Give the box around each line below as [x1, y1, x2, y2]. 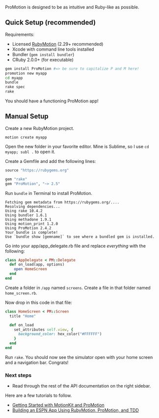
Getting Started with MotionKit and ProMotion [12, 402, 105, 408]
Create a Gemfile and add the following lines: [5, 158, 96, 164]
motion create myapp [5, 135, 48, 140]
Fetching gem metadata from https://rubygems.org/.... [5, 199, 120, 205]
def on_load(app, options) [9, 262, 65, 267]
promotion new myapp [5, 71, 48, 76]
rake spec [5, 85, 26, 90]
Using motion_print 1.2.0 [5, 221, 58, 226]
